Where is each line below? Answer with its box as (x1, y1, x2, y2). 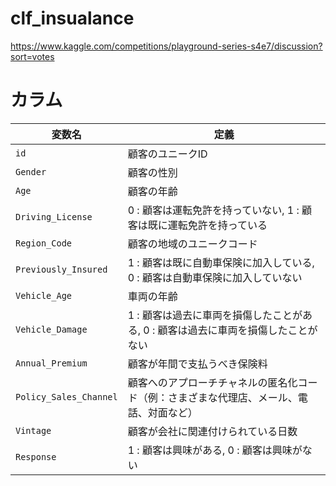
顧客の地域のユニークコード (127, 237, 258, 251)
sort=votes (10, 50, 55, 62)
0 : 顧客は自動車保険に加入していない (127, 270, 303, 284)
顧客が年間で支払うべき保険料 (127, 357, 268, 371)
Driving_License (15, 211, 93, 222)
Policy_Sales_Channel (15, 391, 118, 402)
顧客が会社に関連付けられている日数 (127, 424, 298, 438)
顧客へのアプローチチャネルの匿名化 (127, 375, 298, 389)
